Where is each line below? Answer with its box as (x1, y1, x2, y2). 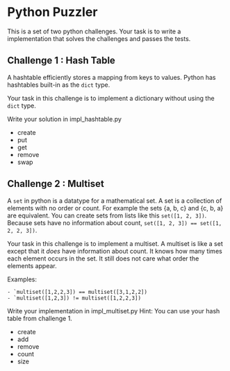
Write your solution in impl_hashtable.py (7, 115, 122, 123)
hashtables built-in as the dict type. (7, 81, 110, 89)
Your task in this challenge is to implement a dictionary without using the (7, 94, 215, 102)
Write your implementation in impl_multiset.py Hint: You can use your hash (7, 306, 220, 315)
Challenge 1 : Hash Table (7, 55, 116, 67)
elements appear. (7, 261, 57, 270)
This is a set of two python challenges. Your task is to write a (7, 27, 181, 35)
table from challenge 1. (7, 314, 73, 322)
